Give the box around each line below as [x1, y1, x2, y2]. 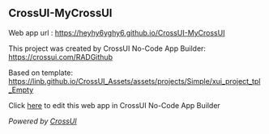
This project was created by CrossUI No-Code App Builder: [8, 44, 207, 53]
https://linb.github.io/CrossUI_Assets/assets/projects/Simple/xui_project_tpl [8, 76, 261, 86]
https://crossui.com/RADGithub [8, 52, 113, 61]
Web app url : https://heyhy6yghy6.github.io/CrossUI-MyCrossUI [8, 27, 225, 37]
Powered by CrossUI [8, 116, 77, 126]
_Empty [8, 85, 34, 94]
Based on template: [8, 68, 74, 77]
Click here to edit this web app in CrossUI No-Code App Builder [8, 100, 220, 110]
